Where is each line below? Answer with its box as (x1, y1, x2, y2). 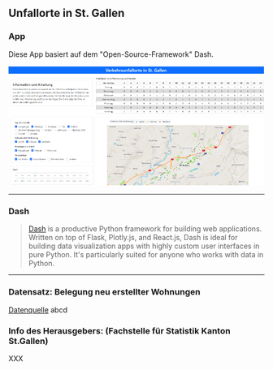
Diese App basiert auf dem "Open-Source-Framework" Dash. (8, 49, 214, 59)
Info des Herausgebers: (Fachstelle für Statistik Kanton (8, 325, 231, 336)
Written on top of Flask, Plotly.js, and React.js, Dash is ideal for (28, 233, 238, 243)
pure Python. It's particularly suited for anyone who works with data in (28, 250, 264, 260)
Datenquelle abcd (8, 304, 67, 315)
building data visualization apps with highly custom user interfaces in (28, 241, 260, 251)
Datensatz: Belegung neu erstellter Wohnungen (8, 286, 201, 298)
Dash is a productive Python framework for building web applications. (28, 224, 262, 234)
